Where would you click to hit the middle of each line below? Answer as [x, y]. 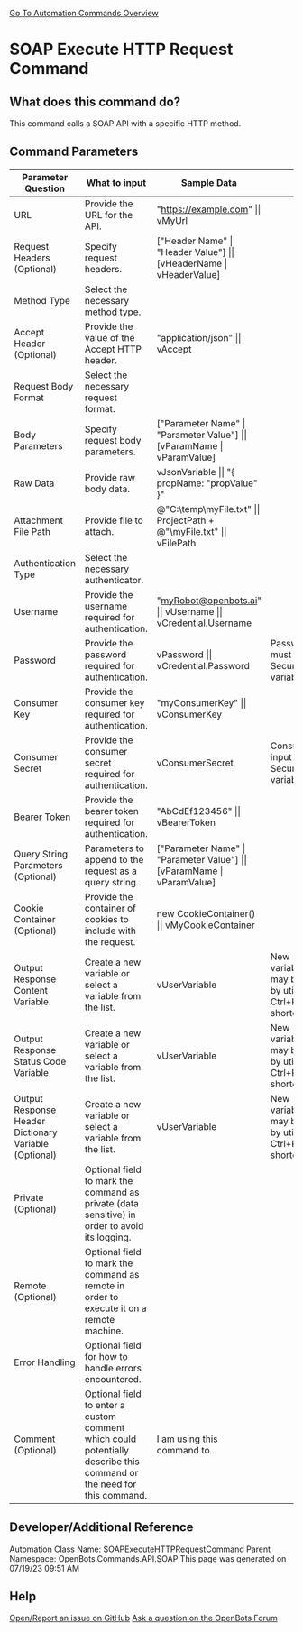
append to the [114, 859]
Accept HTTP [113, 349]
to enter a [105, 1405]
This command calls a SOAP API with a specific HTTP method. [125, 124]
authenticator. [114, 580]
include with [110, 931]
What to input [116, 182]
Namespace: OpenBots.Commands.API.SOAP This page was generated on [148, 1558]
